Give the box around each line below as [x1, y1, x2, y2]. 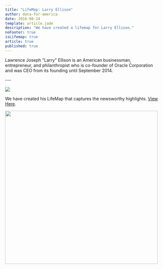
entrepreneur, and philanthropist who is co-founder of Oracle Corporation [5, 62, 153, 68]
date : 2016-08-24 [5, 16, 41, 21]
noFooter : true [5, 30, 36, 35]
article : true [5, 39, 34, 44]
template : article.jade [5, 21, 54, 26]
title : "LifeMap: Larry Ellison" [5, 7, 73, 12]
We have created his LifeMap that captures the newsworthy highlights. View [5, 96, 158, 101]
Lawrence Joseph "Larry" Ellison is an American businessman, [5, 57, 131, 63]
